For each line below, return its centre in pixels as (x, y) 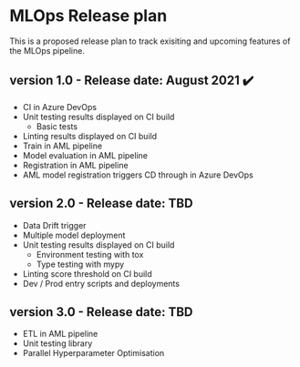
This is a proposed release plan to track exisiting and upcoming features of (150, 41)
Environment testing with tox (90, 254)
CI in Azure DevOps (60, 107)
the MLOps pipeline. (47, 50)
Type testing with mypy (80, 264)
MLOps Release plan (88, 16)
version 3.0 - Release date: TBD (101, 312)
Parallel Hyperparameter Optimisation (93, 353)
